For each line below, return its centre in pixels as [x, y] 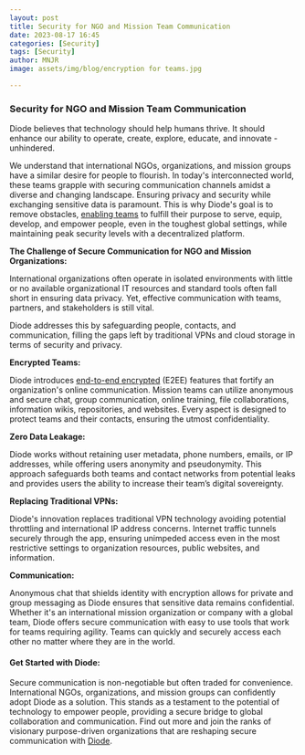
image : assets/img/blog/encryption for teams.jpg [106, 69]
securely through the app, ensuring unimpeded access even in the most [145, 539]
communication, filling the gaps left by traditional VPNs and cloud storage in [152, 335]
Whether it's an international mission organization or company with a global [152, 613]
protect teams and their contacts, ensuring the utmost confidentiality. [140, 419]
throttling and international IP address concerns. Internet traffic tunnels [143, 529]
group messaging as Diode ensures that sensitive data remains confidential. [152, 603]
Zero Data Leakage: [47, 437]
